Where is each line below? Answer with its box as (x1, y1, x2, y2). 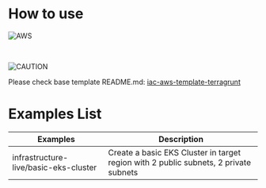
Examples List (8, 105, 102, 123)
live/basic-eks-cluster (12, 162, 97, 173)
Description (158, 133, 204, 144)
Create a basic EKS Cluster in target (108, 147, 241, 158)
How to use (8, 5, 84, 23)
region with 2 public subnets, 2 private (108, 156, 252, 167)
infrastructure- (12, 152, 69, 163)
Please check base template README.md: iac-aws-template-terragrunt (8, 77, 241, 86)
